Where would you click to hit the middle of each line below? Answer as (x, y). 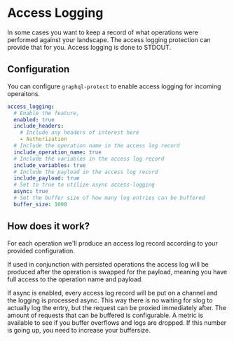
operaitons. (24, 93)
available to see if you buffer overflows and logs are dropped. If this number (117, 322)
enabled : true (34, 120)
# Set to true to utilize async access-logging (84, 185)
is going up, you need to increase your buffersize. (79, 330)
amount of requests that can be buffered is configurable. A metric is (105, 315)
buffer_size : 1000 (41, 204)
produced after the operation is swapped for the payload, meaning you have (117, 272)
